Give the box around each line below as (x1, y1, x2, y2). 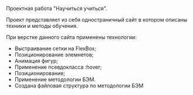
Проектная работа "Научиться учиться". (6, 5, 108, 12)
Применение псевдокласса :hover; (14, 64, 102, 71)
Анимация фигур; (14, 58, 58, 64)
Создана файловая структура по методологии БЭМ (14, 82, 144, 89)
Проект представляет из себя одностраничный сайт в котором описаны (6, 16, 188, 23)
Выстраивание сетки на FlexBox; (14, 45, 96, 52)
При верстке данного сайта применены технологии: (6, 34, 137, 40)
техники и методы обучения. (6, 23, 78, 29)
